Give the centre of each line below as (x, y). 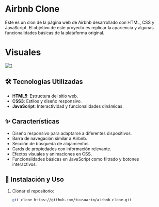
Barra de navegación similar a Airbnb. (49, 138)
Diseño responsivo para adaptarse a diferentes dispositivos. (72, 133)
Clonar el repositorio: (33, 191)
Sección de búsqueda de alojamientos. (51, 143)
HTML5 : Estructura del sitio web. (45, 96)
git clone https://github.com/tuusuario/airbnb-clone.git (72, 200)
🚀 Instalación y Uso (34, 179)
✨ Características (32, 122)
